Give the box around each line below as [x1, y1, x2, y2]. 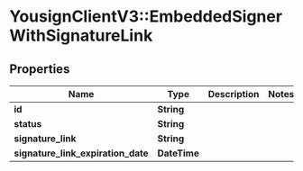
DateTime [157, 147, 200, 159]
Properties [9, 61, 70, 76]
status [14, 118, 42, 130]
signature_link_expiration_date [14, 147, 149, 159]
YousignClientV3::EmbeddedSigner [9, 6, 282, 27]
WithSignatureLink [9, 25, 153, 46]
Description [207, 88, 260, 100]
